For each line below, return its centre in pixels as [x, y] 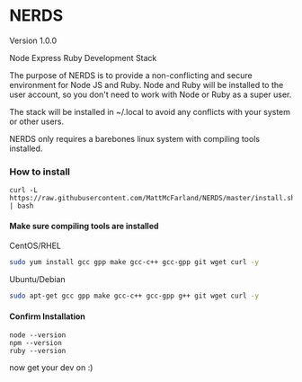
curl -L [24, 191]
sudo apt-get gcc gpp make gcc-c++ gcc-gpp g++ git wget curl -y [134, 296]
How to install [40, 172]
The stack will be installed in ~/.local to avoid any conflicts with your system [150, 111]
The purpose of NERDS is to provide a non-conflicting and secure [131, 75]
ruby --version [38, 351]
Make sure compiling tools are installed [84, 226]
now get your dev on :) [51, 368]
